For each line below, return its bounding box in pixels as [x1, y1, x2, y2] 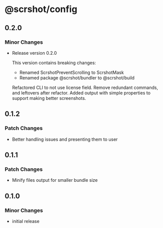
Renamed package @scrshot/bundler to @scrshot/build [19, 74, 135, 81]
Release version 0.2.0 [12, 50, 57, 56]
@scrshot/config [5, 4, 78, 15]
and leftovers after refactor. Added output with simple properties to [12, 89, 151, 96]
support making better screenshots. [12, 95, 86, 101]
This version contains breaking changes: [12, 59, 96, 66]
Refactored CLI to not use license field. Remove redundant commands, [12, 84, 158, 90]
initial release [12, 218, 40, 224]
